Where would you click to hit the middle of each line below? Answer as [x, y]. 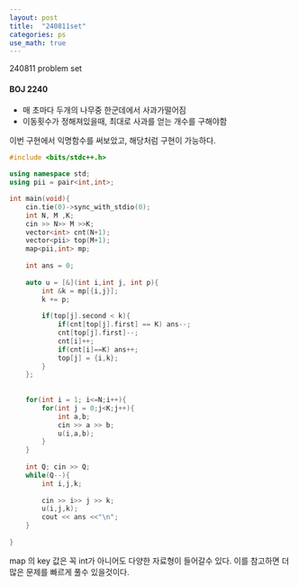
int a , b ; [74, 417]
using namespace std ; [50, 174]
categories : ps [38, 34]
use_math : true [38, 43]
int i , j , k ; [62, 483]
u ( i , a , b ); [76, 434]
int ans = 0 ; [50, 266]
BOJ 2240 [28, 89]
